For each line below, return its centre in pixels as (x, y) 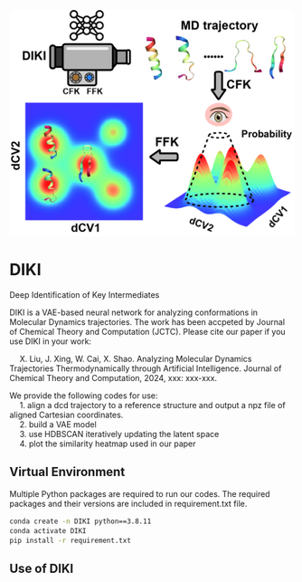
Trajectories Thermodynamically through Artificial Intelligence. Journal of (146, 368)
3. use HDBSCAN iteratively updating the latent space (119, 434)
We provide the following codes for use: (84, 396)
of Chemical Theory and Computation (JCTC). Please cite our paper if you (148, 332)
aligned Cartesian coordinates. (66, 415)
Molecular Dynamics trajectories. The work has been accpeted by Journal (147, 322)
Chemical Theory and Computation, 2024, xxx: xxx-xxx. (113, 378)
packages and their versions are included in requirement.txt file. (128, 503)
